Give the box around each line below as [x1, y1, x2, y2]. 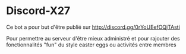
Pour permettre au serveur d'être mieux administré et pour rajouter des [6, 35, 180, 42]
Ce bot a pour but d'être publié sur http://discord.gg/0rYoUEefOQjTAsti [6, 23, 180, 31]
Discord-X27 [6, 4, 71, 18]
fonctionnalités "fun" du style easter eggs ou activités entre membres [6, 41, 176, 48]
